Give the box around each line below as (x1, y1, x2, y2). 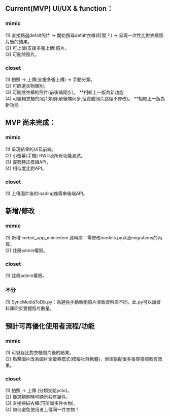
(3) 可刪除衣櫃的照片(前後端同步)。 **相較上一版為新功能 (5, 89, 124, 95)
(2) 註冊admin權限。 (5, 247, 48, 253)
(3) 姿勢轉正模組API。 (5, 159, 51, 165)
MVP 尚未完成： (5, 118, 56, 127)
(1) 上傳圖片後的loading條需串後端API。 (5, 190, 88, 197)
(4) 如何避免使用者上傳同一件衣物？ (5, 406, 80, 413)
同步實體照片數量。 (14, 305, 54, 312)
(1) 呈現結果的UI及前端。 (5, 146, 57, 152)
